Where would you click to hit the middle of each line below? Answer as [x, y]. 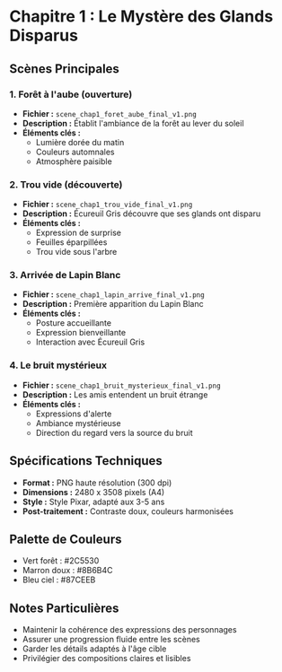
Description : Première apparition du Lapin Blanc [113, 304]
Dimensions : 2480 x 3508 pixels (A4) [93, 492]
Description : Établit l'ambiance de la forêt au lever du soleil [133, 123]
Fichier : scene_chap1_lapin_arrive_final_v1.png [113, 294]
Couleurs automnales [75, 152]
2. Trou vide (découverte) [66, 184]
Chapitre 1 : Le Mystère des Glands [141, 17]
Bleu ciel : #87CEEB [59, 580]
